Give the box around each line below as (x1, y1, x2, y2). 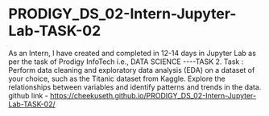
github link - (8, 90, 48, 100)
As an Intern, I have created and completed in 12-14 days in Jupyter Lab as (8, 48, 256, 58)
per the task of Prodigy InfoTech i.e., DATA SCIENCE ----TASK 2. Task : (8, 57, 244, 66)
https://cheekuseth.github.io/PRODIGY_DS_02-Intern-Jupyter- (49, 90, 257, 100)
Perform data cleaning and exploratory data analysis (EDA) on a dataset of (8, 65, 255, 74)
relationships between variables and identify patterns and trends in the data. (8, 82, 262, 92)
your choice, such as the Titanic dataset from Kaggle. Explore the (8, 74, 226, 83)
